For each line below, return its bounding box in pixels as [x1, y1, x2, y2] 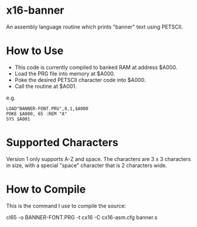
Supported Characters [6, 136, 119, 149]
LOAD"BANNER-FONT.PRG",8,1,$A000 [6, 105, 89, 112]
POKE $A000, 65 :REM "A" [6, 111, 67, 116]
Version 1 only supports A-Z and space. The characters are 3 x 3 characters [6, 155, 191, 162]
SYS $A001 [6, 116, 31, 122]
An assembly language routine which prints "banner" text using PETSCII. [6, 23, 183, 30]
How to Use [6, 44, 64, 58]
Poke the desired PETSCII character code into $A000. [14, 76, 146, 83]
